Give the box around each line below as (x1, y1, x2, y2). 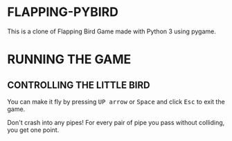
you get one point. (7, 126, 60, 134)
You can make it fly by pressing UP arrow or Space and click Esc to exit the (7, 97, 225, 106)
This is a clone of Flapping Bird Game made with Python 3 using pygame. (7, 27, 216, 35)
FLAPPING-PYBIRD (7, 4, 119, 20)
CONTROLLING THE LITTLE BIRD (7, 79, 150, 91)
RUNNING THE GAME (7, 51, 132, 67)
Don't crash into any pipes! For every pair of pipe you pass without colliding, (7, 118, 225, 126)
